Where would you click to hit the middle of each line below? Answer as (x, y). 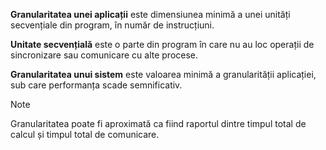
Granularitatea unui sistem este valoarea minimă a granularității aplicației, (163, 74)
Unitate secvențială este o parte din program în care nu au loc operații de (162, 44)
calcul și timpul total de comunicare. (85, 134)
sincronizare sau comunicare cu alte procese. (104, 55)
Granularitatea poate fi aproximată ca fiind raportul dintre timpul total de (158, 123)
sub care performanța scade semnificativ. (96, 85)
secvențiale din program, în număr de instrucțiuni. (112, 25)
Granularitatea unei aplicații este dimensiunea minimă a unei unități (150, 14)
